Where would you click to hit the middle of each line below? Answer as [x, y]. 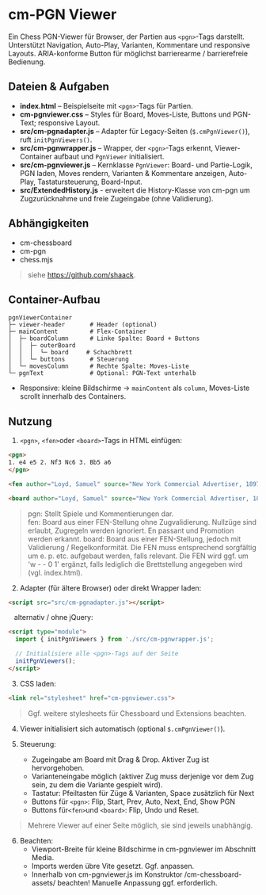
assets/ [44, 882]
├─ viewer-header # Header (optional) [83, 325]
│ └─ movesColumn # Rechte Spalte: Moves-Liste [99, 366]
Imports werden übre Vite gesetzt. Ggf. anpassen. [113, 866]
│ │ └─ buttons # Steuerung [68, 360]
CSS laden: [38, 683]
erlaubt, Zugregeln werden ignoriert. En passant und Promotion [131, 530]
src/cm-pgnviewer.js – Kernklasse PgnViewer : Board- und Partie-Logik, [136, 165]
